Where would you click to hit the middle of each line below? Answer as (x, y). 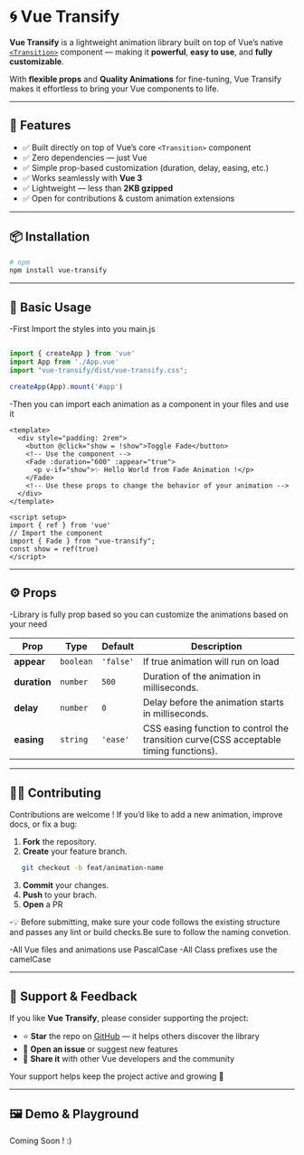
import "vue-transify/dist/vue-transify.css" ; (99, 370)
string (74, 740)
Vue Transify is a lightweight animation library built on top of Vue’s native (146, 42)
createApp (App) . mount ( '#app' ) (66, 386)
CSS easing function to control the (216, 728)
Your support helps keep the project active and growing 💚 (117, 1076)
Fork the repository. (59, 842)
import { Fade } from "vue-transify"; (82, 541)
